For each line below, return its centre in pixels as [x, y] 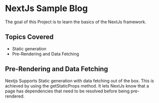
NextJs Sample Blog [47, 8]
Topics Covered [29, 37]
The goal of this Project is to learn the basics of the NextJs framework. [76, 22]
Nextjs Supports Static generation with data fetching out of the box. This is [79, 81]
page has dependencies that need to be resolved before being [67, 91]
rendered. [15, 96]
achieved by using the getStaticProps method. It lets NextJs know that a [77, 86]
